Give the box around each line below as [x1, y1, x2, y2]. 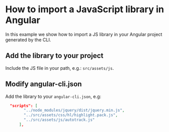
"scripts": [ [10, 103, 38, 108]
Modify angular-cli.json [5, 80, 82, 89]
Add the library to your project [5, 51, 103, 60]
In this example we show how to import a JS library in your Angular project [5, 31, 162, 37]
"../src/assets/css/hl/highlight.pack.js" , [24, 113, 118, 118]
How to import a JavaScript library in [5, 4, 164, 15]
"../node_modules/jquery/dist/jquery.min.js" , [24, 108, 125, 113]
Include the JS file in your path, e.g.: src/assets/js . [5, 65, 114, 71]
